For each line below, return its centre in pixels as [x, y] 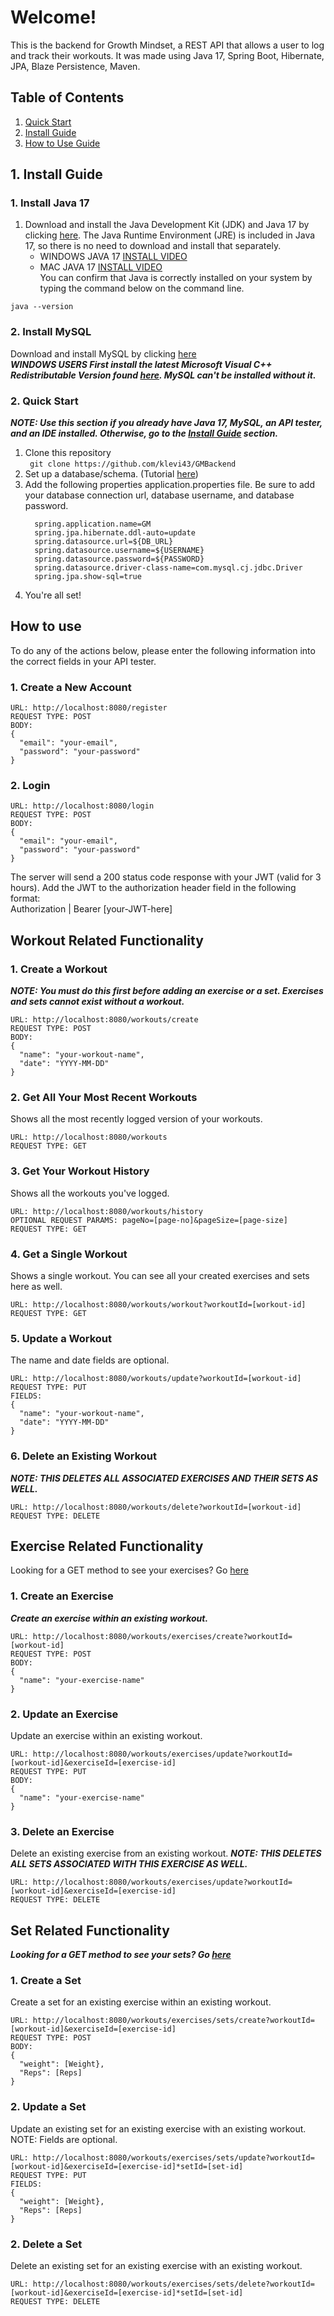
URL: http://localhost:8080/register [89, 708]
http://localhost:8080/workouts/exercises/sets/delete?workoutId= [173, 2284]
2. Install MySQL [51, 332]
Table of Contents [67, 97]
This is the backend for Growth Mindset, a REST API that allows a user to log [167, 45]
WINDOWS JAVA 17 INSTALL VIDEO [113, 257]
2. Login [30, 786]
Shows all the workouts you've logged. [90, 1193]
